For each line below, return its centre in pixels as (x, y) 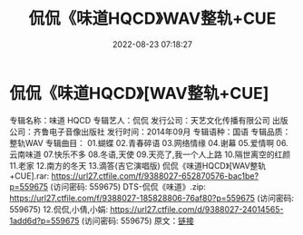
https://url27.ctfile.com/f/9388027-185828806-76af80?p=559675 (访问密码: (152, 198)
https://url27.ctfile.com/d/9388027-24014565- (197, 209)
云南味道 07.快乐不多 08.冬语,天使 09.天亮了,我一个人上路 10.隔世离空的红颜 (150, 154)
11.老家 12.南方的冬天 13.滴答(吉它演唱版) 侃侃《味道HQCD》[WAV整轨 (138, 165)
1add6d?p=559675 (44, 220)
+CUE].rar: (29, 176)
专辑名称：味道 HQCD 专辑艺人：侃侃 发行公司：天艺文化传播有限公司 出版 (149, 120)
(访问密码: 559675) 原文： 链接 (138, 220)
